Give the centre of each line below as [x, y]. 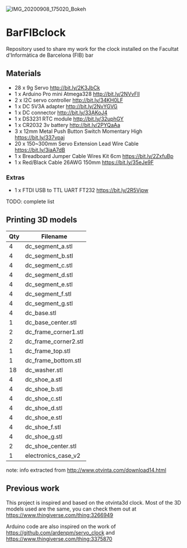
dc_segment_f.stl [48, 294]
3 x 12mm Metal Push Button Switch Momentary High [78, 131]
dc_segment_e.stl [49, 284]
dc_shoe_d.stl [44, 408]
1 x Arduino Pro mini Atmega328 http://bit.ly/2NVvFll [77, 94]
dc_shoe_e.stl [44, 417]
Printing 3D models [42, 220]
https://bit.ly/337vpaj [40, 137]
